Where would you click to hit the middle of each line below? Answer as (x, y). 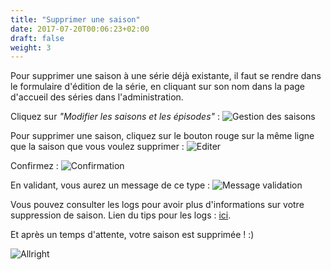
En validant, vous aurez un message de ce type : (110, 185)
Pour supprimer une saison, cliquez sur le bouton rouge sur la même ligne (162, 136)
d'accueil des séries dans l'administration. (97, 97)
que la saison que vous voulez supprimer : (97, 147)
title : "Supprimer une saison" (75, 19)
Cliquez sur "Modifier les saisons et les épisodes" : (115, 117)
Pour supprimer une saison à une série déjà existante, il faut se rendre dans (166, 76)
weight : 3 (31, 47)
